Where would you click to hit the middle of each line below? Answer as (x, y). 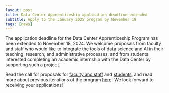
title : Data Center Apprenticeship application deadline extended (76, 15)
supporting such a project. (33, 65)
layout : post (19, 10)
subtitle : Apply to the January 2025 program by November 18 (71, 19)
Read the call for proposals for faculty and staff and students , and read (79, 75)
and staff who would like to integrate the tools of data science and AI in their (84, 49)
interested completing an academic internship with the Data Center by (78, 60)
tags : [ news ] (19, 24)
